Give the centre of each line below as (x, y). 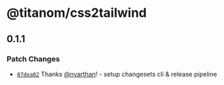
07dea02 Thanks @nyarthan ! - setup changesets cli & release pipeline (117, 74)
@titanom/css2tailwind (77, 13)
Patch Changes (33, 59)
